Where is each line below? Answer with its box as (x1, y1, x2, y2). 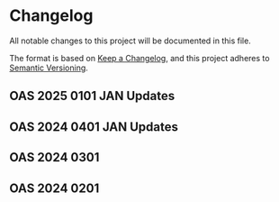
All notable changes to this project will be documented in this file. (9, 35, 252, 46)
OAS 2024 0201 (9, 180, 100, 196)
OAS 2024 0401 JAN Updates (9, 119, 178, 134)
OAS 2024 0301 (9, 150, 100, 165)
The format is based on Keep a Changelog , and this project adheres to (9, 52, 270, 63)
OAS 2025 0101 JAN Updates (9, 88, 175, 104)
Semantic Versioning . (9, 62, 88, 73)
